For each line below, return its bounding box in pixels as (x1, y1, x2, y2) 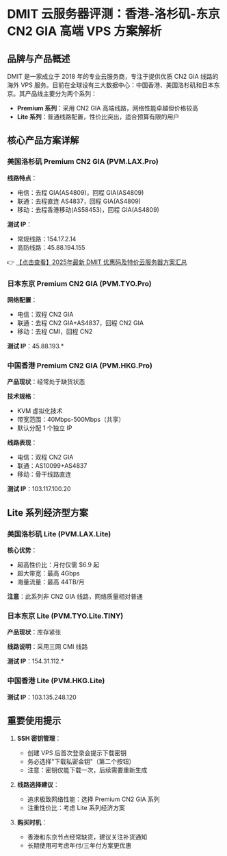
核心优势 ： (7, 546, 38, 554)
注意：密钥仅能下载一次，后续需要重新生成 (27, 766, 148, 774)
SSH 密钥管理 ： (16, 735, 62, 743)
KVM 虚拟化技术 (16, 407, 63, 415)
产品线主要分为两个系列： (25, 90, 97, 97)
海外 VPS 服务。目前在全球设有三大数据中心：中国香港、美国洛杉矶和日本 (7, 81, 214, 89)
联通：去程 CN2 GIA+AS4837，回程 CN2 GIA (16, 318, 144, 326)
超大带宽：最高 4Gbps (16, 569, 80, 577)
